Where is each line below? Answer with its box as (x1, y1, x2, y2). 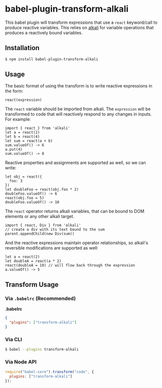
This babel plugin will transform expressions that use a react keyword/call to (5, 19, 158, 25)
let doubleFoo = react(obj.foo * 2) (5, 187, 79, 192)
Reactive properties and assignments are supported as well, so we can (5, 160, 146, 166)
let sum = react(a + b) (5, 138, 53, 144)
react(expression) (5, 98, 42, 102)
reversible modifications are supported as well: (5, 245, 99, 251)
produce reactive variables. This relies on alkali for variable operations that (5, 24, 154, 30)
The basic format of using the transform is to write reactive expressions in (5, 83, 152, 89)
